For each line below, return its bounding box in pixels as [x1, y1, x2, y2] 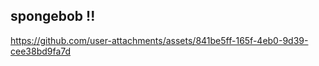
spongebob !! [10, 8, 96, 25]
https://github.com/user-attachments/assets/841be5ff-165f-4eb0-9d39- [10, 34, 309, 46]
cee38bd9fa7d [10, 45, 72, 57]
